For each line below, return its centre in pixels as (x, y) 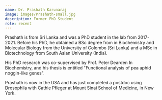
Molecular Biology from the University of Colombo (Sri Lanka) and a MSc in (81, 48)
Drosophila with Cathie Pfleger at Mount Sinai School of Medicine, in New (79, 88)
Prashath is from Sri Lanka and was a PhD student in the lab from (71, 37)
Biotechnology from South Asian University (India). (56, 53)
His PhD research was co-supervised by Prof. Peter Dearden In (69, 63)
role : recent (18, 23)
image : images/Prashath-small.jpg (40, 14)
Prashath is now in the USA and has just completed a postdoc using (74, 83)
